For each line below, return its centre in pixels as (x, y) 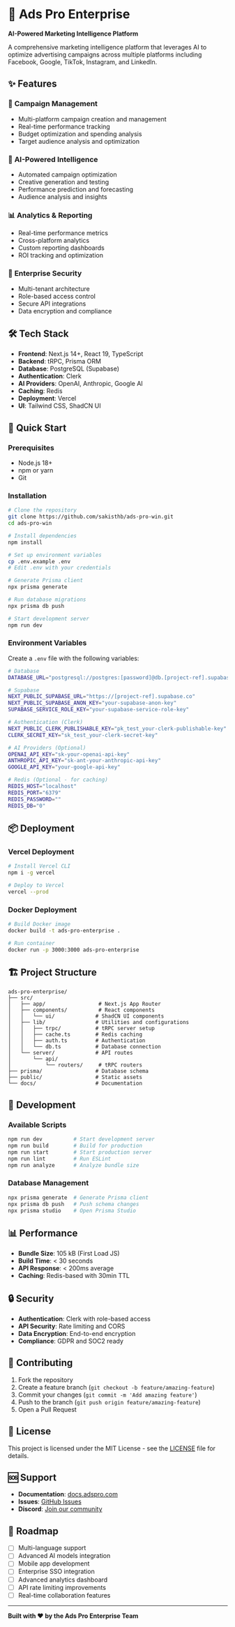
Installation (28, 496)
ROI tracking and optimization (61, 255)
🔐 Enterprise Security (45, 274)
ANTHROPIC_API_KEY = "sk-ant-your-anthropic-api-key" (84, 761)
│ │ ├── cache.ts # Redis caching (75, 1035)
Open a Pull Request (47, 1409)
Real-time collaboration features (64, 1595)
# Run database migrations (47, 600)
